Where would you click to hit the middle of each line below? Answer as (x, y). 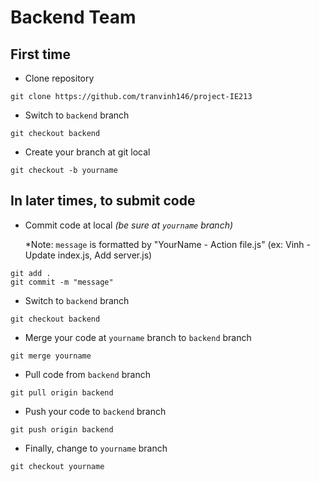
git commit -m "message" (62, 282)
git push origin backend (62, 429)
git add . (31, 273)
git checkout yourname (57, 466)
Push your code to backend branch (95, 411)
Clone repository (59, 78)
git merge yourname (51, 356)
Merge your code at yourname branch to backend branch (138, 337)
